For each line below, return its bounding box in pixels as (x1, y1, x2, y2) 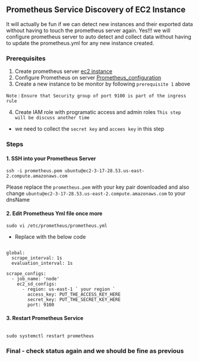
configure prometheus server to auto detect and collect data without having (6, 33, 192, 40)
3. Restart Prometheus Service (6, 315, 84, 322)
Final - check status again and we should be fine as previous (6, 347, 184, 355)
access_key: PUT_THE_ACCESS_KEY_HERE (27, 292, 121, 297)
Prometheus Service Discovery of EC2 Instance (6, 5, 186, 15)
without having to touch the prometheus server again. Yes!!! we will (6, 27, 170, 34)
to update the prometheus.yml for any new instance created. (6, 39, 154, 46)
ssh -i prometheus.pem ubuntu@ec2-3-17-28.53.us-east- (6, 168, 145, 174)
